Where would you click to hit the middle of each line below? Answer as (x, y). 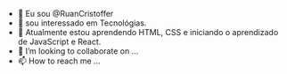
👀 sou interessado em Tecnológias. (82, 23)
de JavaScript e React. (59, 41)
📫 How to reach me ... (59, 61)
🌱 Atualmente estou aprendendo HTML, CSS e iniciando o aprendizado (148, 32)
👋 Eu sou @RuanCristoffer (66, 14)
